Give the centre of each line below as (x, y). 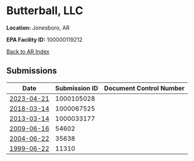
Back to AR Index (28, 51)
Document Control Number (144, 88)
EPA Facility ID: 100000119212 (44, 39)
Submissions (32, 71)
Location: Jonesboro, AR (38, 28)
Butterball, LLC (45, 11)
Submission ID (76, 88)
